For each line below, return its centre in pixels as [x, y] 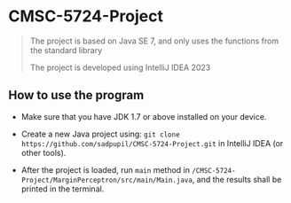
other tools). [43, 152]
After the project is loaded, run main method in [105, 169]
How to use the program [76, 95]
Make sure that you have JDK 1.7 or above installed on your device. [144, 116]
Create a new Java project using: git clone [100, 134]
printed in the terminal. [63, 189]
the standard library [66, 50]
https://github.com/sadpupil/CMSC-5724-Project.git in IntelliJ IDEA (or [152, 143]
